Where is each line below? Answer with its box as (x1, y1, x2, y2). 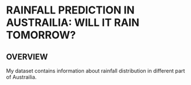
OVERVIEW (6, 52, 48, 62)
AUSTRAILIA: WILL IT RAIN (6, 16, 140, 29)
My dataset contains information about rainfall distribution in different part (6, 67, 185, 74)
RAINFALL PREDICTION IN (6, 4, 135, 17)
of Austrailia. (6, 74, 37, 80)
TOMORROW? (6, 29, 76, 42)
